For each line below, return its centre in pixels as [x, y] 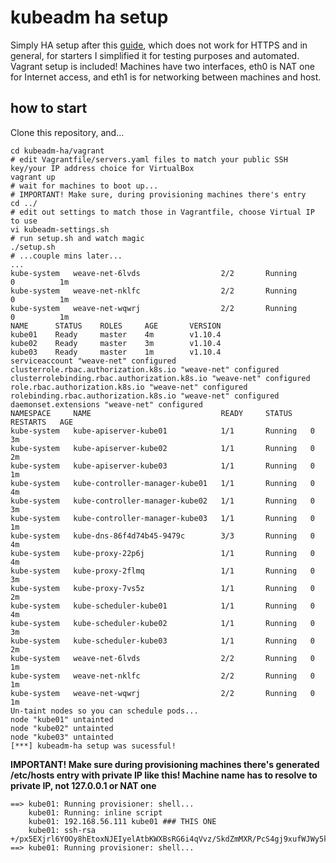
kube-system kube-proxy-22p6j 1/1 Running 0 [162, 553]
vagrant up [33, 177]
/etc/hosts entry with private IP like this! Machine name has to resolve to [164, 775]
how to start [49, 108]
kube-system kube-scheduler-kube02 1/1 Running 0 [162, 623]
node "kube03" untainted [62, 737]
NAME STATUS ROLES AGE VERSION [116, 326]
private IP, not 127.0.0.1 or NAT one [83, 785]
